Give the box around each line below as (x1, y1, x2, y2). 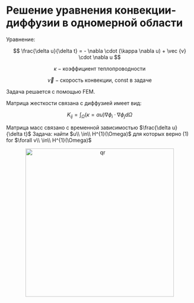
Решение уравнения (6, 4, 113, 17)
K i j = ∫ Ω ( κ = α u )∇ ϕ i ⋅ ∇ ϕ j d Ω (67, 111, 132, 119)
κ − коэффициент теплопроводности (53, 65, 146, 72)
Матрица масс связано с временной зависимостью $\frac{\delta (6, 124, 171, 131)
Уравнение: (6, 36, 36, 43)
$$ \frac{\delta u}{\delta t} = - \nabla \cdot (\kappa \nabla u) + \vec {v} (12, 47, 187, 54)
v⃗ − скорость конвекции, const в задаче (47, 76, 152, 84)
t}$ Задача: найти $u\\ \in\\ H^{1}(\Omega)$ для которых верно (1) (23, 130, 189, 137)
